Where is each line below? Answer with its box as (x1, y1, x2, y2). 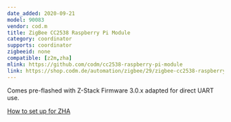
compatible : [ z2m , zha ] (7, 55, 72, 62)
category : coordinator (7, 36, 72, 42)
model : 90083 (7, 16, 45, 23)
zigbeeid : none (7, 49, 51, 56)
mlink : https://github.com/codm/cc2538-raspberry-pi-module (7, 61, 184, 68)
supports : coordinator (7, 42, 72, 49)
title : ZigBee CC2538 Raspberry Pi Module (7, 29, 131, 36)
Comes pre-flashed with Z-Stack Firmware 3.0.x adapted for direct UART (7, 86, 214, 95)
